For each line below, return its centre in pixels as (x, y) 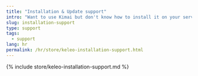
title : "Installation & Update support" (57, 11)
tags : (13, 34)
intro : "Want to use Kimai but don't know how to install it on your (93, 17)
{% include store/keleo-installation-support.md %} (68, 67)
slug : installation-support (41, 22)
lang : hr (17, 45)
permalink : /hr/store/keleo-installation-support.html (75, 50)
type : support (24, 28)
